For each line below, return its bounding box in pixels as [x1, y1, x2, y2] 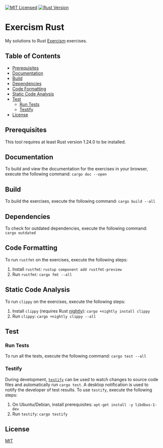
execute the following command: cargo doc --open [5, 171, 107, 177]
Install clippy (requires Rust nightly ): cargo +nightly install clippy [12, 308, 150, 314]
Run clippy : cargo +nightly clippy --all [12, 313, 96, 319]
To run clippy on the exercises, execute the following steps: [5, 299, 126, 304]
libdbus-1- [135, 402, 157, 407]
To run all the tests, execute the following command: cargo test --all [5, 353, 146, 359]
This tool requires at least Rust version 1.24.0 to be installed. [5, 139, 126, 145]
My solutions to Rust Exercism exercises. [5, 38, 87, 43]
